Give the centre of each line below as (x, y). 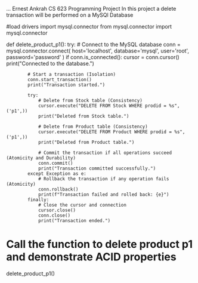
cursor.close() (57, 210)
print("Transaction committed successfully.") (97, 168)
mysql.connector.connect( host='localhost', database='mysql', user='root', (98, 51)
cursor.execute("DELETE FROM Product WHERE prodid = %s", (112, 132)
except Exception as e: (57, 174)
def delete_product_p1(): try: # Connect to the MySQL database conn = (93, 44)
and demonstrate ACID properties (92, 257)
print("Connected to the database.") (50, 63)
